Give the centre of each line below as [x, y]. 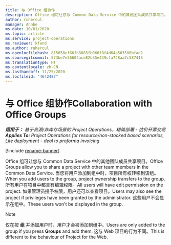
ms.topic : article [25, 34]
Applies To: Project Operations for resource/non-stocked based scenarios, [85, 135]
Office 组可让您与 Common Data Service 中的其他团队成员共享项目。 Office [84, 161]
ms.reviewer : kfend [26, 43]
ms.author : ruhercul [27, 48]
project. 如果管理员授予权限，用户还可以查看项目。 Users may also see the [84, 191]
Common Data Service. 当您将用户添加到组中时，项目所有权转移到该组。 [82, 173]
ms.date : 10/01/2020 [27, 29]
